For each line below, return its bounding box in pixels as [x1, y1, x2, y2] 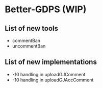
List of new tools [5, 24, 59, 33]
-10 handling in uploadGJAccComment [12, 77, 94, 83]
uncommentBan [12, 43, 46, 49]
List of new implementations [5, 58, 97, 67]
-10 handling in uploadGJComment [12, 71, 86, 77]
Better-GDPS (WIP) [5, 4, 87, 15]
